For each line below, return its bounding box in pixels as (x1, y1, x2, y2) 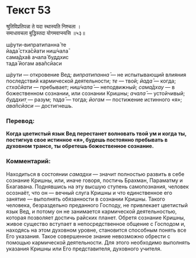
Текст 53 (6, 4, 51, 17)
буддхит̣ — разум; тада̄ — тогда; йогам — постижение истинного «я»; (6, 96, 183, 103)
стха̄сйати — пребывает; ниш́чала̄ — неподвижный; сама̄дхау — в (6, 83, 175, 91)
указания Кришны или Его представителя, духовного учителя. (6, 245, 162, 252)
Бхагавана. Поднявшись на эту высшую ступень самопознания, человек (6, 183, 189, 190)
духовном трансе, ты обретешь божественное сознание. (6, 143, 154, 150)
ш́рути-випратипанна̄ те (6, 41, 67, 48)
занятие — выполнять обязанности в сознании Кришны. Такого (6, 195, 166, 202)
